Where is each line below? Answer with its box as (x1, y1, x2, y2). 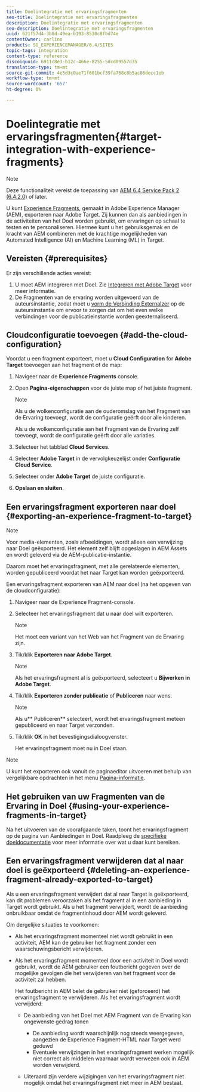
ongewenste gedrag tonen (23, 1018, 89, 1025)
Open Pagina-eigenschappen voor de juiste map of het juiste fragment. (14, 384, 192, 391)
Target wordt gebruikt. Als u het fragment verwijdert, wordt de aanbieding (6, 903, 188, 910)
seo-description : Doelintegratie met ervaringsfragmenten (6, 25, 153, 32)
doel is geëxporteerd (6, 865, 85, 875)
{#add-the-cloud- (119, 330, 188, 340)
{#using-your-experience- (68, 801, 170, 811)
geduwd (32, 1042, 53, 1049)
